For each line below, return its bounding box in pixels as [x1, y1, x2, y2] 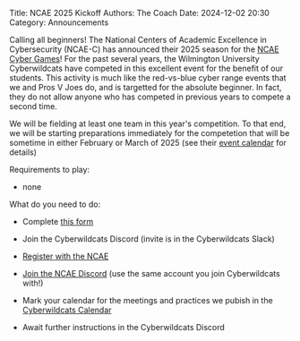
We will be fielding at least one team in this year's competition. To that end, [9, 118, 287, 129]
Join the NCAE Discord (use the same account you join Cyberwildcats [21, 269, 280, 278]
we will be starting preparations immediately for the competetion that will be [9, 128, 290, 138]
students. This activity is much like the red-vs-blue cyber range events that [9, 72, 287, 83]
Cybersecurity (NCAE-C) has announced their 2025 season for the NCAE [9, 44, 279, 55]
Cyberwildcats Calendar [21, 304, 112, 315]
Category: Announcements [9, 17, 109, 28]
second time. [9, 101, 58, 111]
